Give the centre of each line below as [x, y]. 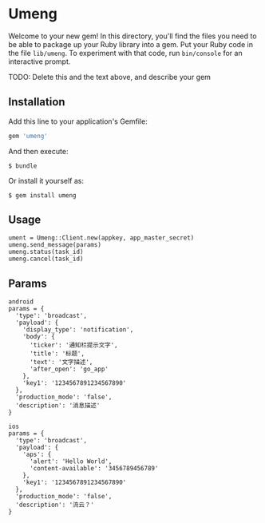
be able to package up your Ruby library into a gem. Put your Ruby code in [131, 44]
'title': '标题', [57, 354]
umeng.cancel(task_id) [46, 259]
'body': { [39, 337]
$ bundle [23, 166]
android [21, 302]
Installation [37, 102]
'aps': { [37, 455]
